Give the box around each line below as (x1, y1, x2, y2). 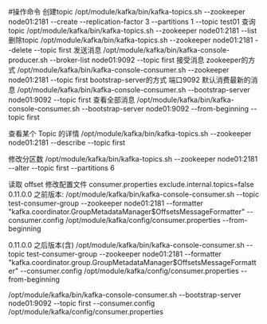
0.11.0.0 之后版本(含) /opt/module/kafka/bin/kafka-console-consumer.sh (8, 240, 245, 249)
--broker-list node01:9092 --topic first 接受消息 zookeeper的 (49, 55, 249, 64)
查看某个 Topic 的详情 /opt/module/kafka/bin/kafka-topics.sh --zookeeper (8, 129, 252, 138)
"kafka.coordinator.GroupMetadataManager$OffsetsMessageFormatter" (8, 207, 245, 217)
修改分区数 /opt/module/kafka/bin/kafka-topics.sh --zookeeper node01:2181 (8, 154, 258, 163)
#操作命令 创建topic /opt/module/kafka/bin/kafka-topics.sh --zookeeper (8, 7, 245, 16)
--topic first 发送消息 (33, 45, 102, 54)
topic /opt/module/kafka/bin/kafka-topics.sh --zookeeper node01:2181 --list (8, 26, 257, 35)
